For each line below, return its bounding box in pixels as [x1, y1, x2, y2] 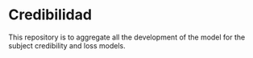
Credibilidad [8, 6, 93, 24]
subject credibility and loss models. [8, 40, 126, 50]
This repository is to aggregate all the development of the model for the [8, 32, 246, 42]
